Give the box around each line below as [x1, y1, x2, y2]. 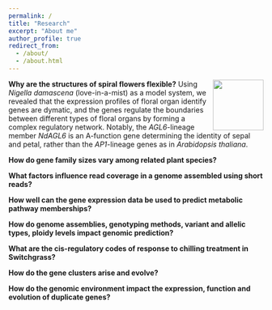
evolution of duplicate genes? [8, 292, 111, 302]
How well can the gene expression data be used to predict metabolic [8, 195, 243, 205]
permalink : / [8, 11, 53, 20]
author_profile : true [8, 34, 82, 43]
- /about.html [15, 57, 63, 66]
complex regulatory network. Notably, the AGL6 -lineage [8, 122, 195, 132]
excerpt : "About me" [8, 27, 79, 35]
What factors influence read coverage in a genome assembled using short [8, 171, 263, 180]
